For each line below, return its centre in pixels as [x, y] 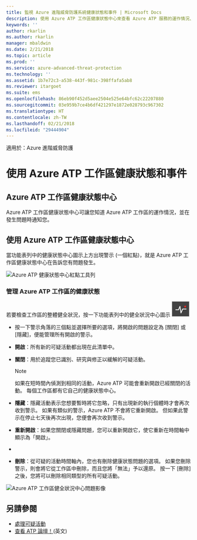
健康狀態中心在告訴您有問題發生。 [57, 262]
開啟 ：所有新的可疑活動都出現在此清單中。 [66, 347]
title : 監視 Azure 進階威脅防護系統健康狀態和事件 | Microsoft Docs [84, 12]
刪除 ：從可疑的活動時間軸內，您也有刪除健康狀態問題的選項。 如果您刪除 [103, 461]
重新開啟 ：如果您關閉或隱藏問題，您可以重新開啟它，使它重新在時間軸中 [102, 430]
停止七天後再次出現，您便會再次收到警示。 [76, 418]
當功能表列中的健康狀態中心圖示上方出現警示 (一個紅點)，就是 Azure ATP [94, 255]
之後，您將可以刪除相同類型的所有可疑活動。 [69, 476]
